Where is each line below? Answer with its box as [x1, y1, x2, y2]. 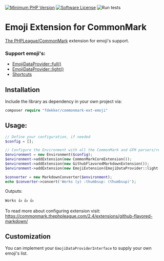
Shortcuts [12, 71, 32, 78]
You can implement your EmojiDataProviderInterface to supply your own [5, 245, 152, 251]
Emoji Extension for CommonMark [5, 22, 147, 33]
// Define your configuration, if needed [5, 134, 91, 139]
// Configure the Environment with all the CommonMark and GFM [5, 148, 137, 153]
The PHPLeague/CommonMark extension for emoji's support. [5, 38, 129, 43]
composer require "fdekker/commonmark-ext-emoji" [5, 108, 108, 113]
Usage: [5, 121, 28, 130]
